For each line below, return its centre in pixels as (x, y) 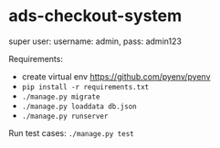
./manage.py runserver (65, 116)
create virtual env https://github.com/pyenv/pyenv (116, 76)
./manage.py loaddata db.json (79, 106)
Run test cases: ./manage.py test (71, 132)
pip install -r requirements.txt (85, 87)
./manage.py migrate (61, 97)
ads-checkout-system (95, 16)
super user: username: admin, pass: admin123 (95, 41)
